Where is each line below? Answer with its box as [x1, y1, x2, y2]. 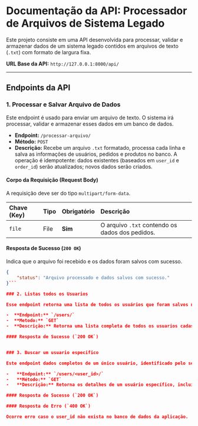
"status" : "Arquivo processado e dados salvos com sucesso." [16, 274, 170, 281]
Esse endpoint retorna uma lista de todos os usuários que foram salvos [6, 302, 189, 307]
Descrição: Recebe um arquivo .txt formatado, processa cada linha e [14, 144, 186, 151]
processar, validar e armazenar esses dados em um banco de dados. [6, 120, 174, 127]
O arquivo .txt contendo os [100, 221, 177, 229]
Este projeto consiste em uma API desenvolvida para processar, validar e [6, 36, 183, 43]
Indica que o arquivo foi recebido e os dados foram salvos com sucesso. [6, 258, 183, 265]
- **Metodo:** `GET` [6, 317, 60, 324]
